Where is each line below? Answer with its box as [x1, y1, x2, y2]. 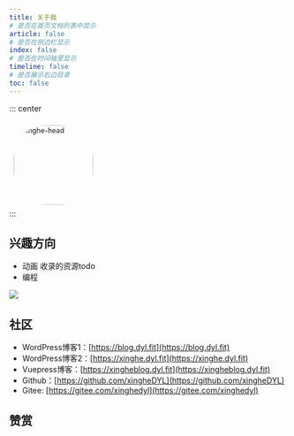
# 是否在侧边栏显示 [9, 37, 71, 47]
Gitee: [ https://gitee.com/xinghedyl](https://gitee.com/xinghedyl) [21, 386, 259, 396]
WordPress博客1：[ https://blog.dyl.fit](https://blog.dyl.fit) [21, 342, 230, 353]
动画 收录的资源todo [21, 261, 95, 272]
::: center [9, 103, 42, 113]
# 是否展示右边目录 [9, 71, 71, 80]
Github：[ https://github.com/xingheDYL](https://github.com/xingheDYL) [21, 375, 285, 386]
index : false [9, 46, 57, 55]
